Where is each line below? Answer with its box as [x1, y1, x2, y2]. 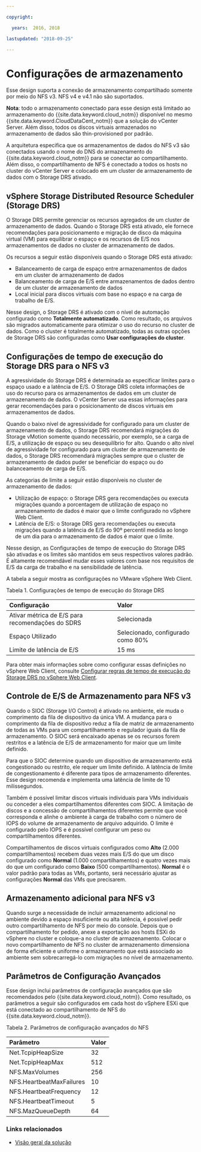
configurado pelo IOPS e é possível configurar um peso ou [6, 826, 151, 833]
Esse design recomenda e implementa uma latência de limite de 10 [6, 776, 170, 783]
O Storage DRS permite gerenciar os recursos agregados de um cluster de [6, 217, 190, 224]
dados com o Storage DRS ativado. [6, 173, 93, 181]
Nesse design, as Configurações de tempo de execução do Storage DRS [6, 544, 185, 551]
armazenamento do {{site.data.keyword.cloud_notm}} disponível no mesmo [6, 111, 193, 118]
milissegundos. [6, 782, 44, 790]
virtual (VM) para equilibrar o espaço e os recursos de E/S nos [6, 235, 160, 243]
